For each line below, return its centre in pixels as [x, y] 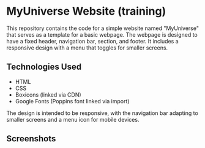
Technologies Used [44, 67]
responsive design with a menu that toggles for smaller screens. [87, 48]
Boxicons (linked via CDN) [48, 94]
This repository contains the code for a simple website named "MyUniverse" [102, 28]
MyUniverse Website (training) [86, 11]
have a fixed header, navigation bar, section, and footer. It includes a [92, 41]
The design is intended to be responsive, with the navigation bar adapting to [102, 113]
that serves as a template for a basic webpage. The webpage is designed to [102, 34]
